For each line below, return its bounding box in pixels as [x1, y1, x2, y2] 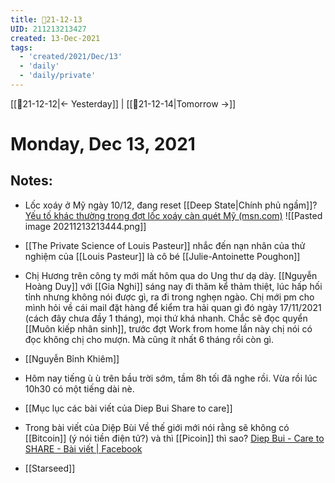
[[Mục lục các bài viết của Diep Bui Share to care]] [24, 402, 233, 414]
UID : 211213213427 [10, 24, 87, 34]
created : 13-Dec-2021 [10, 33, 101, 43]
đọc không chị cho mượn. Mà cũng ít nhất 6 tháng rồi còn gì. [24, 333, 274, 345]
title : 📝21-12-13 [10, 14, 83, 25]
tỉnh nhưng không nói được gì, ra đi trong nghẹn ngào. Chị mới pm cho [24, 291, 315, 303]
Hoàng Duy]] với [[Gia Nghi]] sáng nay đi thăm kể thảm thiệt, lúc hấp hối [24, 280, 323, 292]
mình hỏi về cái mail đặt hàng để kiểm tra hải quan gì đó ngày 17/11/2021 [24, 301, 322, 313]
